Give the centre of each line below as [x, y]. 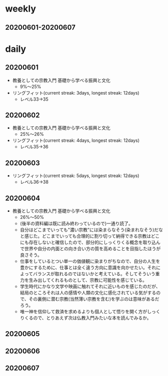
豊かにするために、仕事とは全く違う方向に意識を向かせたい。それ [88, 268]
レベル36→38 [34, 182]
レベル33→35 [34, 99]
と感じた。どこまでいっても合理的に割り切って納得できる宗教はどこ [90, 236]
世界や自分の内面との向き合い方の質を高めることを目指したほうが [93, 249]
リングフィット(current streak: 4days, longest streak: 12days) [76, 140]
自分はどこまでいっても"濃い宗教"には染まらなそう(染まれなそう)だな [92, 230]
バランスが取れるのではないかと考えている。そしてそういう [94, 274]
